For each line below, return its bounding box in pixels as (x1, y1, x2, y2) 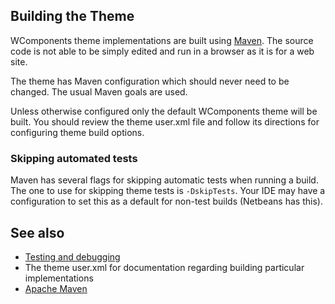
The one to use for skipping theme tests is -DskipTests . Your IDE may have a (10, 185, 326, 197)
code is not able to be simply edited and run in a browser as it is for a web (10, 45, 315, 57)
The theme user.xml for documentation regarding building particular (24, 261, 305, 273)
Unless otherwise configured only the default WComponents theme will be (10, 105, 318, 117)
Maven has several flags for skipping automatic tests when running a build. (10, 174, 319, 186)
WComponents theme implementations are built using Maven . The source (10, 34, 314, 46)
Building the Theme (10, 8, 135, 25)
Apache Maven (24, 282, 88, 294)
